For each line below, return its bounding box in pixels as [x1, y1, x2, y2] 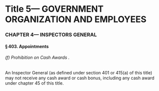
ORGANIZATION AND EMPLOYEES [5, 14, 147, 25]
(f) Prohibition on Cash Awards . [5, 55, 70, 61]
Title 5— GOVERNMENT [5, 3, 104, 15]
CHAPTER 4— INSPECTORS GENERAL [5, 31, 97, 38]
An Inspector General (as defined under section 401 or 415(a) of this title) [5, 69, 153, 75]
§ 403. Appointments [5, 43, 49, 49]
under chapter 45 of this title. [5, 80, 64, 86]
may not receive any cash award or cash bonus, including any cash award [5, 75, 155, 81]
